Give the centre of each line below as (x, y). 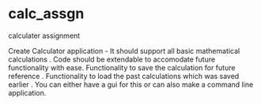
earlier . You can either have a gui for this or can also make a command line (131, 84)
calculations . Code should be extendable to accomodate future (112, 59)
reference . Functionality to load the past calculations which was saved (124, 76)
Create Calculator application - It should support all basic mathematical (124, 51)
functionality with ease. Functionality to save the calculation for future (122, 67)
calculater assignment (44, 36)
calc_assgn (46, 14)
